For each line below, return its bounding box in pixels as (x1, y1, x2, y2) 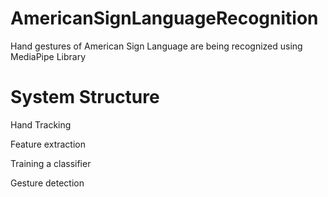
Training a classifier (10, 157, 92, 169)
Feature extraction (10, 138, 86, 150)
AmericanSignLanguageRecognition (10, 7, 319, 30)
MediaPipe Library (10, 50, 87, 62)
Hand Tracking (10, 118, 72, 131)
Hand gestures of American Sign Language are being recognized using (10, 40, 303, 52)
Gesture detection (10, 177, 85, 189)
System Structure (10, 86, 160, 109)
